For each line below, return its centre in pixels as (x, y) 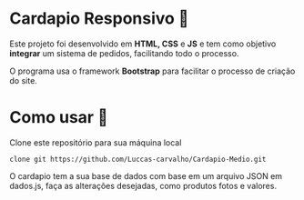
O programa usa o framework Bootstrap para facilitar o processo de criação (152, 71)
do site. (24, 80)
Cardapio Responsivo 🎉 (99, 19)
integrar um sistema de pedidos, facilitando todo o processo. (124, 53)
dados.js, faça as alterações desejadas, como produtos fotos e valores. (143, 185)
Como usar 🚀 (59, 118)
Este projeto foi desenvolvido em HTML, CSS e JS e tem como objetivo (143, 44)
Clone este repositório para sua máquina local (96, 142)
